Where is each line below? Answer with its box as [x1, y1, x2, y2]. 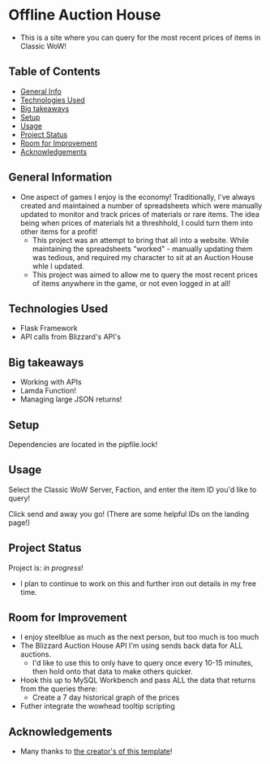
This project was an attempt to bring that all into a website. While [32, 235, 250, 245]
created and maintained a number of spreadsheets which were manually [19, 201, 263, 211]
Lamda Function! [19, 386, 77, 396]
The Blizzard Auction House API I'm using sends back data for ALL [19, 640, 243, 651]
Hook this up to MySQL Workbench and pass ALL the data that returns [19, 675, 256, 685]
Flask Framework [19, 323, 79, 333]
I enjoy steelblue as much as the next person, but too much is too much [19, 632, 259, 642]
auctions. [19, 649, 51, 659]
